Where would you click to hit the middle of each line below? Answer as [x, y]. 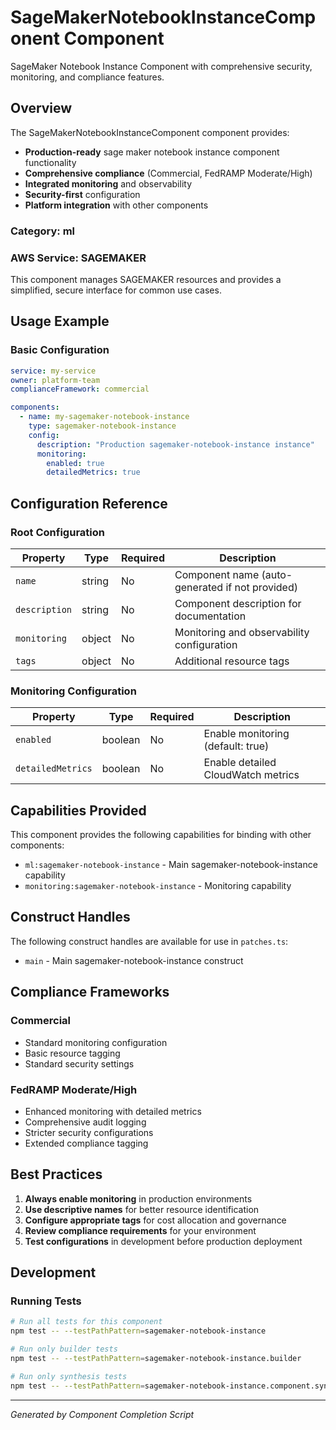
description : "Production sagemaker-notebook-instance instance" [175, 444]
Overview [41, 108]
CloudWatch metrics [251, 775]
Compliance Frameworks [90, 992]
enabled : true [75, 463]
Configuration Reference [89, 503]
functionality [50, 162]
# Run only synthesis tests [69, 1376]
